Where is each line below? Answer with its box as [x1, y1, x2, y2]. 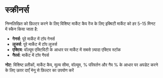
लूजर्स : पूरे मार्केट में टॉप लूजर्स [12, 41, 57, 47]
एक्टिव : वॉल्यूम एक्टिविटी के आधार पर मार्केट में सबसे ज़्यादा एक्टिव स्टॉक [12, 47, 121, 52]
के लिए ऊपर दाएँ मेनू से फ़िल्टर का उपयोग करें [5, 67, 74, 73]
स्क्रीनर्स [5, 4, 29, 16]
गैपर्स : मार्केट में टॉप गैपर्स [12, 52, 50, 58]
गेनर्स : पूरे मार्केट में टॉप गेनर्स [12, 36, 55, 42]
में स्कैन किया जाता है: [5, 26, 38, 32]
